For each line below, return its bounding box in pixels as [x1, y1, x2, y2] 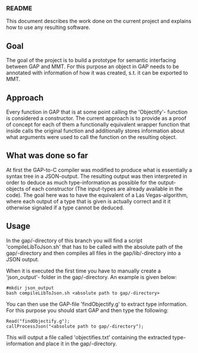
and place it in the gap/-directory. [35, 340, 117, 347]
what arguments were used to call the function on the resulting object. [6, 133, 177, 140]
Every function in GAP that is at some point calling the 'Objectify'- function [6, 108, 188, 115]
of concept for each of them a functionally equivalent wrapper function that [6, 121, 190, 128]
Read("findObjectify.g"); [6, 318, 70, 324]
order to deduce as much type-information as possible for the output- [6, 179, 176, 186]
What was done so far [6, 151, 89, 161]
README [6, 4, 33, 12]
